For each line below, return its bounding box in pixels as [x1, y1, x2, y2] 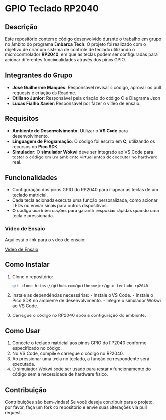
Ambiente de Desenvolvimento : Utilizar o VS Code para [12, 127, 128, 134]
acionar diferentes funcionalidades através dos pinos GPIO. [5, 57, 126, 62]
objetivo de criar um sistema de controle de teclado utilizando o [5, 47, 135, 52]
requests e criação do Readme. [12, 90, 77, 96]
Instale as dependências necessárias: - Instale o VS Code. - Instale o [12, 292, 154, 298]
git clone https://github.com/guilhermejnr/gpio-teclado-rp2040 [12, 283, 148, 288]
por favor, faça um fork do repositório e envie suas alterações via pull [5, 404, 147, 410]
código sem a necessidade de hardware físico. [12, 371, 108, 377]
